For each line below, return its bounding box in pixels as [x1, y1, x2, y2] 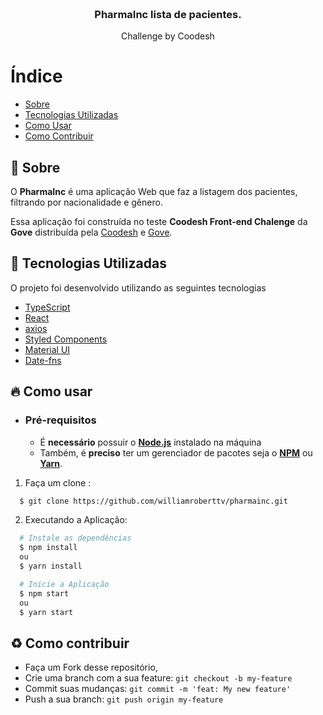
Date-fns [24, 354, 62, 366]
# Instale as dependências [19, 533, 132, 544]
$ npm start [19, 588, 70, 599]
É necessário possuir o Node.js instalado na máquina [39, 436, 262, 448]
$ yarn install [19, 561, 83, 572]
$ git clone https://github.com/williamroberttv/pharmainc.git [19, 496, 288, 506]
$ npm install [19, 543, 78, 553]
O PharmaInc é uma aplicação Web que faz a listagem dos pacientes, [10, 186, 298, 198]
